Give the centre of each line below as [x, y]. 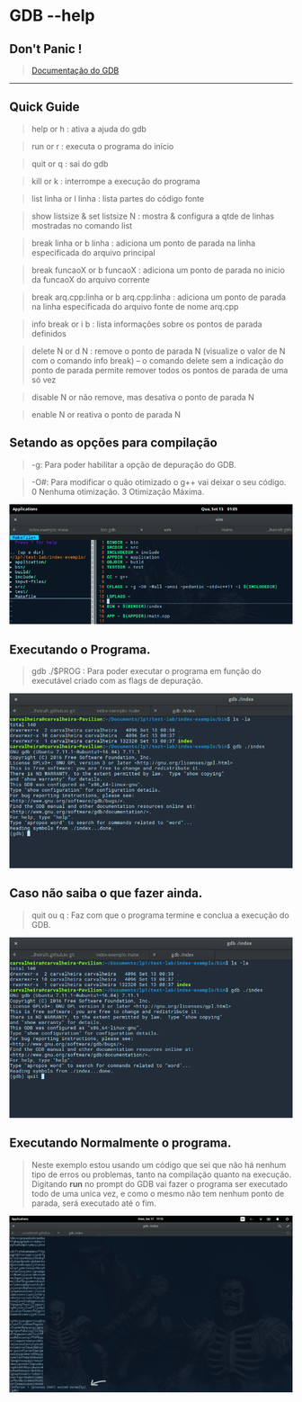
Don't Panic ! [46, 49]
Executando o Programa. [80, 649]
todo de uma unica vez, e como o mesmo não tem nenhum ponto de [158, 1193]
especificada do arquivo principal [93, 252]
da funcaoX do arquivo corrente [90, 279]
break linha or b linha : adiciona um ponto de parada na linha [143, 243]
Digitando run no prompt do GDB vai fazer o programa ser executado [160, 1183]
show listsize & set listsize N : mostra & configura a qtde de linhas [153, 216]
